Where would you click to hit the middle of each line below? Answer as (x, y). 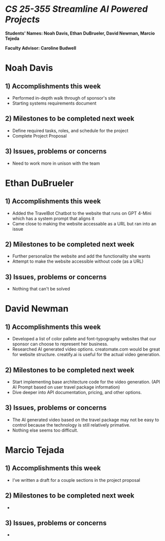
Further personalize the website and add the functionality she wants (81, 256)
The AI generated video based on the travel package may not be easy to (85, 420)
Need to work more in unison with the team (56, 163)
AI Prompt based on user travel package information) (66, 387)
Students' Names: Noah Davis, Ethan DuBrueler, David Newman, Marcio (80, 33)
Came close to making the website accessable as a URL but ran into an (84, 223)
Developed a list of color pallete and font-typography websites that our (84, 339)
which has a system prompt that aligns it (53, 218)
